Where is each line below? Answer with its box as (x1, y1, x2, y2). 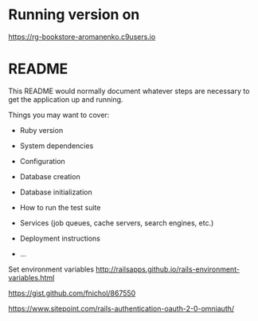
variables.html (8, 272, 55, 282)
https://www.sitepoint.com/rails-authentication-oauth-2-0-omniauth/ (8, 303, 235, 313)
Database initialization (19, 187, 93, 197)
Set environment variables (8, 264, 94, 274)
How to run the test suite (19, 202, 101, 212)
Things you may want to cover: (8, 110, 110, 119)
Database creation (19, 171, 81, 181)
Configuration (19, 156, 65, 166)
